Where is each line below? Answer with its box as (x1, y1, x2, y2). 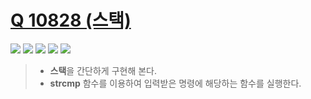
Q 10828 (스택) (10, 9, 132, 32)
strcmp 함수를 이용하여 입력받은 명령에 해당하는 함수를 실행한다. (49, 77, 302, 89)
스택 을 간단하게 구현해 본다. (49, 64, 158, 76)
